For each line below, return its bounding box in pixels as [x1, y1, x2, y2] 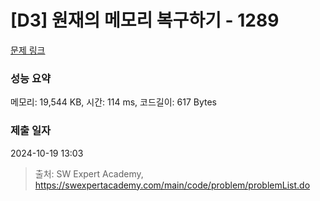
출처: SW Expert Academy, [34, 167, 144, 180]
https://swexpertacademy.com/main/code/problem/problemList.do [34, 179, 311, 191]
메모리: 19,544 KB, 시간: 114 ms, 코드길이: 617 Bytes [10, 96, 218, 108]
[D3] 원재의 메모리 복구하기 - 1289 [10, 9, 280, 32]
